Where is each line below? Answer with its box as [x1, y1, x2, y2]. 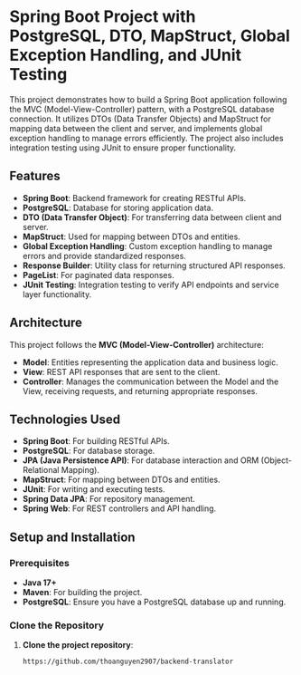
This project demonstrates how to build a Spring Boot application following [9, 93, 287, 105]
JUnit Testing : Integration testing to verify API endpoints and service [22, 279, 279, 290]
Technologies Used [9, 411, 120, 427]
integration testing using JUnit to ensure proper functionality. [9, 142, 237, 153]
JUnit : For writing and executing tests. [22, 484, 165, 495]
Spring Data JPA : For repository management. [22, 494, 196, 505]
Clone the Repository [9, 619, 105, 632]
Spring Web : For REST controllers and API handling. [22, 503, 217, 514]
